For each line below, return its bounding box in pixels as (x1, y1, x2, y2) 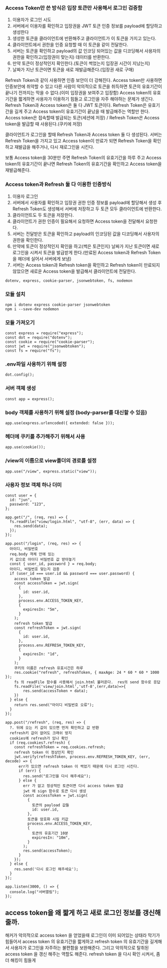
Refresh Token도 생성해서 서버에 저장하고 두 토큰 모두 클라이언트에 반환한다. (12, 206, 162, 212)
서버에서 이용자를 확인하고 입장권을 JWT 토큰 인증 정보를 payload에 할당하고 (12, 23, 163, 29)
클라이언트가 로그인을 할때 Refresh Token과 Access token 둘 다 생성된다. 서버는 (5, 131, 163, 138)
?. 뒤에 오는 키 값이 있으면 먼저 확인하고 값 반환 (9, 725, 99, 730)
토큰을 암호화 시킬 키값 (27, 817, 69, 822)
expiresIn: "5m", (23, 607, 59, 612)
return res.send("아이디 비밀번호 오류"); (14, 702, 94, 707)
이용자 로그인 (12, 193, 38, 199)
